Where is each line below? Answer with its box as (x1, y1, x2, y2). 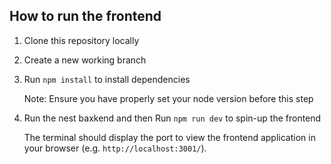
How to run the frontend (9, 8, 162, 25)
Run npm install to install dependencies (23, 73, 191, 85)
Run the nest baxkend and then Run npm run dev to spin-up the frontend (23, 112, 322, 124)
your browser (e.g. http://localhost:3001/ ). (23, 142, 207, 154)
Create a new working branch (23, 54, 147, 66)
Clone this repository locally (23, 34, 140, 46)
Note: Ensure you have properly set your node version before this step (23, 92, 314, 104)
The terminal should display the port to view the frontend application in (23, 131, 316, 143)
